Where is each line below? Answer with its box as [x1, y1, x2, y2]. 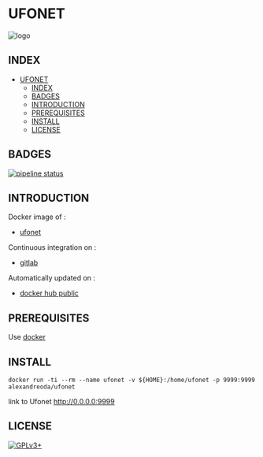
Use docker [8, 333, 46, 342]
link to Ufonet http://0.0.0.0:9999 [8, 397, 116, 406]
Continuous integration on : [8, 243, 97, 252]
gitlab [19, 258, 39, 268]
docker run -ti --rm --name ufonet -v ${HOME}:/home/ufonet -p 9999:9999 [8, 376, 256, 384]
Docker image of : [8, 212, 66, 221]
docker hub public [19, 288, 79, 298]
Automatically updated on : [8, 273, 96, 283]
